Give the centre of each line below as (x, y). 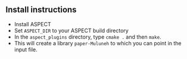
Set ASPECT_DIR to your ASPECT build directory (71, 30)
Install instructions (41, 10)
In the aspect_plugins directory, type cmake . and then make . (88, 37)
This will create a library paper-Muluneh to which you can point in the (98, 43)
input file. (26, 49)
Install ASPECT (32, 24)
